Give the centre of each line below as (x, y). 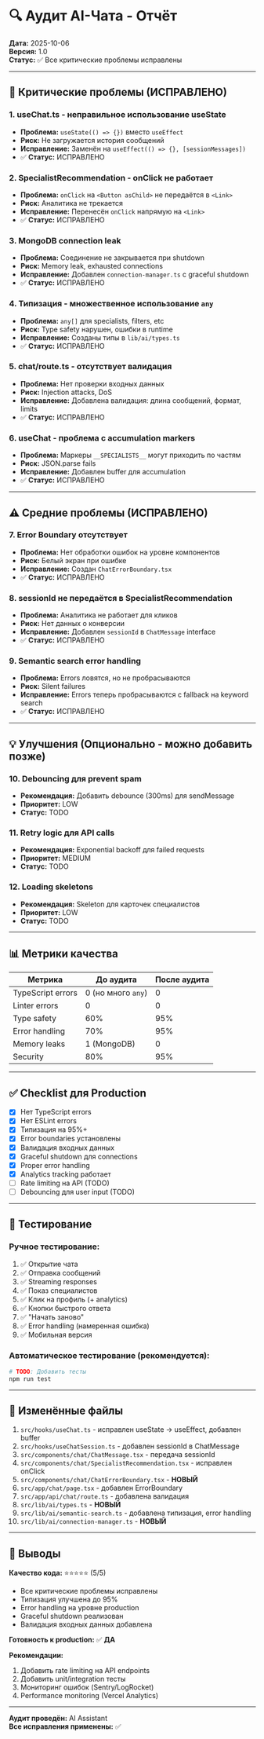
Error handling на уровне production (80, 1608)
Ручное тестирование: (54, 1247)
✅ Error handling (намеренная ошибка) (85, 1326)
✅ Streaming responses (58, 1281)
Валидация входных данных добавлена (86, 1624)
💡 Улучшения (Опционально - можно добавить (131, 744)
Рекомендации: (36, 1656)
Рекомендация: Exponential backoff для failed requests (112, 850)
